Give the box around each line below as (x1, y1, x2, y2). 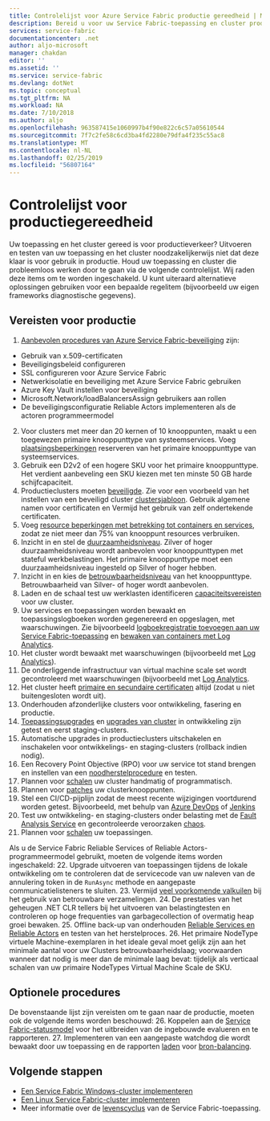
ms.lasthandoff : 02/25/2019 (9, 153, 103, 162)
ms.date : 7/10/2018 (9, 109, 75, 117)
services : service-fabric (9, 27, 95, 35)
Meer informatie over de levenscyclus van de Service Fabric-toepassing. (20, 1103, 261, 1113)
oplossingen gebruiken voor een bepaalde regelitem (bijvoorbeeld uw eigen (9, 282, 260, 292)
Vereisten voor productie (9, 314, 137, 328)
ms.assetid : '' (9, 64, 60, 72)
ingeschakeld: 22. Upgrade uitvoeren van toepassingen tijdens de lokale (9, 860, 248, 869)
